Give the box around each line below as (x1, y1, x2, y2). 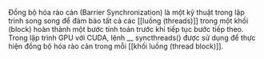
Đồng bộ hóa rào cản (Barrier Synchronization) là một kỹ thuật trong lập (8, 8, 246, 17)
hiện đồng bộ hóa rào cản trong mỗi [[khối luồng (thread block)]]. (8, 41, 224, 51)
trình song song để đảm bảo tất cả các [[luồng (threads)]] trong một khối (8, 16, 249, 26)
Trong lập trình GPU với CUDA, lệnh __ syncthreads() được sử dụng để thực (8, 33, 256, 42)
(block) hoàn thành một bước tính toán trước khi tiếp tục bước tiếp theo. (8, 25, 244, 33)
